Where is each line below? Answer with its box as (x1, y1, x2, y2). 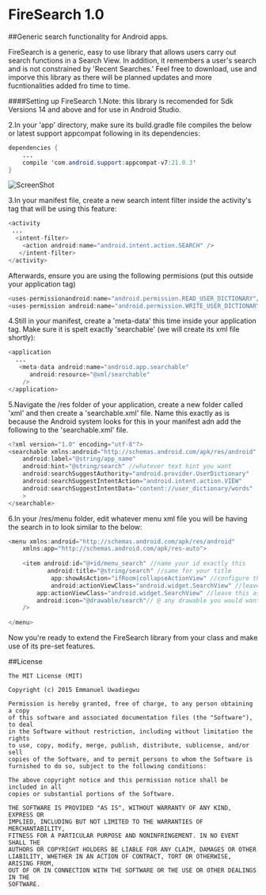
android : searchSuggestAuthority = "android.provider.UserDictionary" (22, 470, 249, 478)
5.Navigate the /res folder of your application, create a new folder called (8, 399, 243, 409)
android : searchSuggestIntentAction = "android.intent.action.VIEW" (22, 478, 243, 486)
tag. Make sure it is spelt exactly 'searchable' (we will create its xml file (8, 325, 240, 334)
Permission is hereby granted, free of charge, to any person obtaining (8, 700, 253, 708)
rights (8, 735, 30, 743)
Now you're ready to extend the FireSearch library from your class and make (8, 633, 258, 643)
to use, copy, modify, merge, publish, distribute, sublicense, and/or (8, 742, 249, 750)
